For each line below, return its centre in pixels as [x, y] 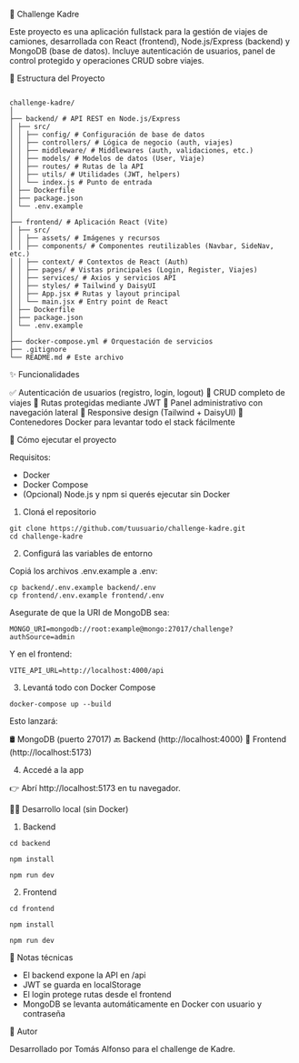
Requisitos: [30, 457]
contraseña [44, 1013]
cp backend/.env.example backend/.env [83, 587]
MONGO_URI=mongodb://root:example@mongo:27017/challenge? [121, 629]
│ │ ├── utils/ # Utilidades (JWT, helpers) [95, 175]
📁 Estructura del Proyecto [57, 78]
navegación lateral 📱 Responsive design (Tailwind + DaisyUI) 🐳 [126, 412]
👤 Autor [24, 1031]
